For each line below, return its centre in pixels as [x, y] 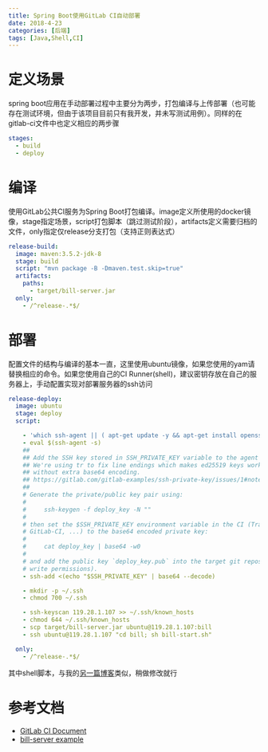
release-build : [33, 246]
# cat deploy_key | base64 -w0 [82, 547]
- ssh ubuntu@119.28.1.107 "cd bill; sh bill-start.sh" [118, 635]
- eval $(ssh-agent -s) [62, 443]
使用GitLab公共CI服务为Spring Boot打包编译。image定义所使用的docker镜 [130, 211]
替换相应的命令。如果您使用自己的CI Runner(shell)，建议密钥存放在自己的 [129, 374]
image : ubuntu [39, 406]
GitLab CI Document [53, 730]
